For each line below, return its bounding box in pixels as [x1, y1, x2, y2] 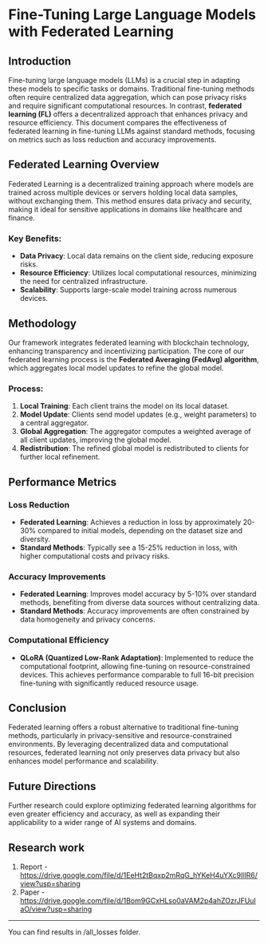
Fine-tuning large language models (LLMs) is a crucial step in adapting [8, 76, 241, 85]
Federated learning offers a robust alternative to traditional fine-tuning [8, 722, 239, 732]
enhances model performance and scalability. [8, 756, 159, 766]
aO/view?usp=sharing [19, 904, 93, 914]
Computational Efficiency [8, 634, 109, 646]
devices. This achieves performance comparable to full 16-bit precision [19, 669, 254, 679]
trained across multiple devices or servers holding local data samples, [8, 188, 238, 197]
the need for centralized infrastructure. [19, 277, 148, 286]
